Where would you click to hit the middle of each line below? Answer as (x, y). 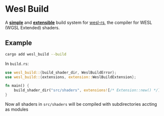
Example (19, 43)
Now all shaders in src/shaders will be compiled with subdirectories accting (81, 104)
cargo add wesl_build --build (36, 54)
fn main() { (17, 86)
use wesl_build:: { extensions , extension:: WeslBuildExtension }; (71, 77)
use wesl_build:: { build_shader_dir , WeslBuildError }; (61, 72)
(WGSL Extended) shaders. (32, 27)
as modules (17, 109)
